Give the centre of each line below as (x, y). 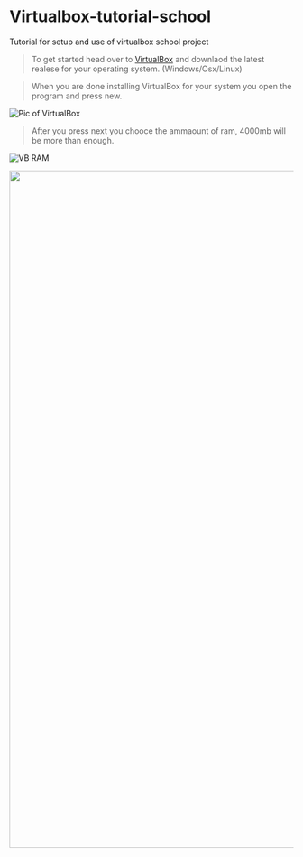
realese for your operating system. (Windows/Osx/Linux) (137, 69)
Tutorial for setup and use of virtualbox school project (109, 42)
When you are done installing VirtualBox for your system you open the (161, 86)
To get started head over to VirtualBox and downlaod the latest (148, 59)
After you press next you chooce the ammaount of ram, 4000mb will (159, 130)
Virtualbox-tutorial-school (110, 17)
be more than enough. (73, 140)
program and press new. (77, 96)
